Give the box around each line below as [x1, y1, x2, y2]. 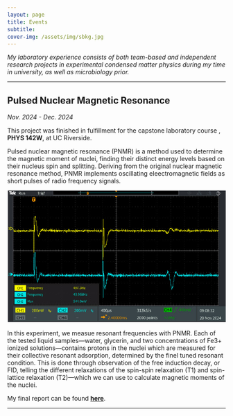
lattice [7, 374, 25, 382]
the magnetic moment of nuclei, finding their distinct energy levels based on [7, 155, 225, 163]
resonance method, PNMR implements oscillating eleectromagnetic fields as [7, 169, 225, 178]
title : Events [7, 18, 49, 26]
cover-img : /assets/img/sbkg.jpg [7, 33, 104, 40]
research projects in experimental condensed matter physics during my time [7, 60, 226, 69]
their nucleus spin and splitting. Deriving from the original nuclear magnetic [7, 162, 223, 170]
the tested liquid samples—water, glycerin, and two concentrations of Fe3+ [7, 337, 222, 345]
